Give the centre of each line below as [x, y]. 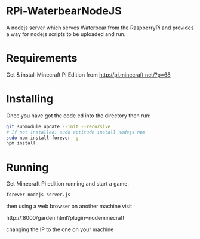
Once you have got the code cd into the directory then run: [79, 116]
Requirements [42, 58]
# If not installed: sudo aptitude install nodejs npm [76, 132]
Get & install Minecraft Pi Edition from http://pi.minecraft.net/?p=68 [89, 75]
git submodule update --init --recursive [59, 126]
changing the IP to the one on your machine [60, 229]
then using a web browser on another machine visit [69, 206]
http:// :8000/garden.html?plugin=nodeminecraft [65, 218]
